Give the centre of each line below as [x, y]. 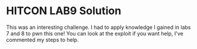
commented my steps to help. [42, 40]
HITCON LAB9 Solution [64, 11]
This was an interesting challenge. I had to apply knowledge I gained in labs [99, 27]
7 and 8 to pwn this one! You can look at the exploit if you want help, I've [95, 33]
